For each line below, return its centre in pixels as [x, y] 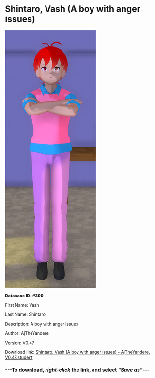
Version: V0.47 [20, 343]
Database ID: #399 [24, 296]
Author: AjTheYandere [27, 333]
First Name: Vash [22, 305]
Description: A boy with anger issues [42, 324]
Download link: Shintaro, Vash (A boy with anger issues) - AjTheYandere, [77, 352]
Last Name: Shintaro [25, 314]
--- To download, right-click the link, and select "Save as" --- [77, 370]
